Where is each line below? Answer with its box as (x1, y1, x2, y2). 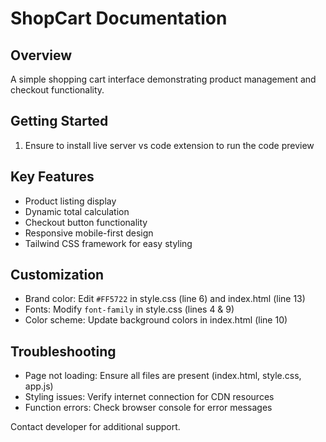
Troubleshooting (10, 343, 117, 360)
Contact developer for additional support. (10, 421, 181, 433)
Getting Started (10, 113, 109, 130)
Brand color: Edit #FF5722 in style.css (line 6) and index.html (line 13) (24, 293, 306, 305)
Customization (10, 267, 105, 284)
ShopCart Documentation (10, 7, 228, 30)
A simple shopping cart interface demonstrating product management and (10, 73, 317, 85)
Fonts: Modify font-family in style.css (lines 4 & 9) (24, 303, 235, 316)
